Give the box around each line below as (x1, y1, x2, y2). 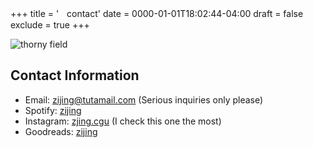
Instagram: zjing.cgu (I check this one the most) (24, 115, 222, 127)
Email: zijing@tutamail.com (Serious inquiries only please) (24, 93, 264, 106)
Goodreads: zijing (24, 125, 98, 137)
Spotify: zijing (24, 104, 82, 116)
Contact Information (10, 67, 140, 84)
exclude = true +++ (10, 19, 90, 31)
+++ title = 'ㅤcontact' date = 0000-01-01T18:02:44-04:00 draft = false (10, 8, 304, 19)
